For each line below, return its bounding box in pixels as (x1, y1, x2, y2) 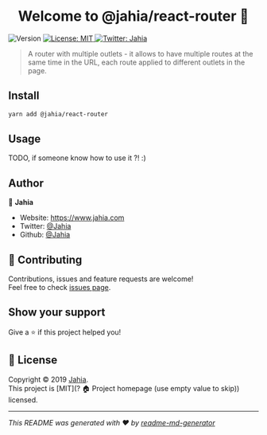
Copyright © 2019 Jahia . (8, 374, 89, 384)
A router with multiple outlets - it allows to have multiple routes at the (27, 49, 253, 58)
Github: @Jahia (19, 230, 71, 240)
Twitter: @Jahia (19, 221, 72, 231)
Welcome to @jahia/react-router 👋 (17, 7, 250, 25)
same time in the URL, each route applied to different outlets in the (27, 57, 246, 67)
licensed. (8, 394, 38, 405)
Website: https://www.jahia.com (19, 213, 125, 222)
